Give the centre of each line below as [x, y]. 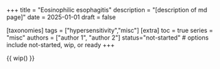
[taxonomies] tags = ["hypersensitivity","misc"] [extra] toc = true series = [110, 30]
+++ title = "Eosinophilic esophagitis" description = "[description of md [107, 10]
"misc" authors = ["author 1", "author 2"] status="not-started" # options [108, 38]
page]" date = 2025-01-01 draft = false [61, 17]
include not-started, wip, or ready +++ [61, 45]
